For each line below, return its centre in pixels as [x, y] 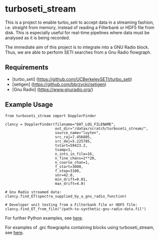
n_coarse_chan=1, [72, 162]
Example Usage [29, 105]
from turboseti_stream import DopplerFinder [51, 116]
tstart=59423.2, [72, 145]
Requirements [27, 67]
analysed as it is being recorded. [38, 38]
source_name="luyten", [78, 133]
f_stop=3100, [68, 171]
